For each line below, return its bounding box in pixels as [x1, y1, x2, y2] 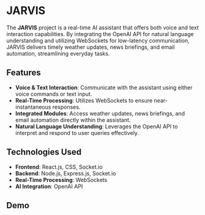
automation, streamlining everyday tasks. [6, 49, 110, 57]
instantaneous [15, 103, 51, 111]
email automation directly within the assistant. [15, 116, 131, 123]
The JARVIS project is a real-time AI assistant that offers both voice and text [6, 24, 199, 31]
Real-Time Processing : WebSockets [15, 176, 108, 183]
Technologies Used [6, 147, 81, 158]
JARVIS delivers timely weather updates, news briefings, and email [6, 43, 175, 51]
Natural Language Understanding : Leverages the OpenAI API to [15, 123, 178, 130]
